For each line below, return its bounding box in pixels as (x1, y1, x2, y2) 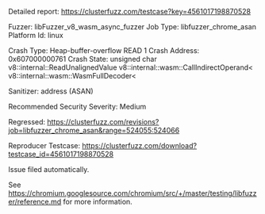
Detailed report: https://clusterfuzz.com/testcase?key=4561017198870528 (8, 7, 252, 16)
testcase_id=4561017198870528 (8, 150, 113, 159)
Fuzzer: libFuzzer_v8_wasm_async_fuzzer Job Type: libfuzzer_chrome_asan (8, 22, 256, 31)
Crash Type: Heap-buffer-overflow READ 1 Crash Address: (8, 46, 200, 55)
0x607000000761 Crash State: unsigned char (8, 55, 157, 63)
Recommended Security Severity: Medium (8, 102, 147, 111)
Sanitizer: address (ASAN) (8, 86, 94, 96)
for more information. (63, 197, 132, 206)
